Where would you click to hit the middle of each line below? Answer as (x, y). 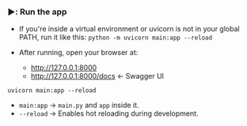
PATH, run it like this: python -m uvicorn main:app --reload (116, 37)
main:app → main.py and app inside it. (79, 106)
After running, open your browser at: (78, 53)
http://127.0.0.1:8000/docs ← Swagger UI (97, 76)
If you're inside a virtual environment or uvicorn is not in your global (129, 29)
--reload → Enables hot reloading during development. (108, 113)
